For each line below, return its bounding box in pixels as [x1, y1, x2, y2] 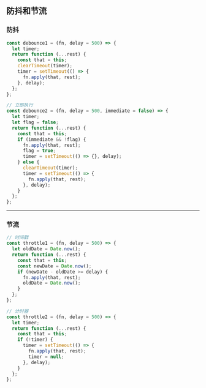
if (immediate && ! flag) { [17, 136, 86, 143]
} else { [17, 159, 40, 165]
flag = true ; [22, 147, 56, 154]
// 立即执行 [6, 102, 34, 108]
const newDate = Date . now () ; [17, 263, 92, 269]
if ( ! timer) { [17, 337, 53, 343]
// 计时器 [6, 308, 29, 314]
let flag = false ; [12, 119, 59, 125]
